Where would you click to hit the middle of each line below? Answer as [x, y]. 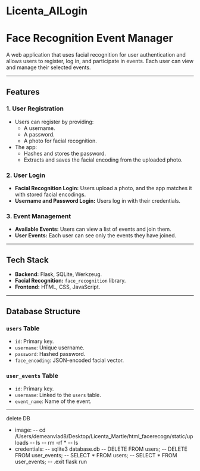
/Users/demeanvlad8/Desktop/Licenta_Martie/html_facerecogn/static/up [104, 436]
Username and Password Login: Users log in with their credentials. [97, 201]
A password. [39, 134]
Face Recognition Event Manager [90, 38]
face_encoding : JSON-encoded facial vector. [69, 360]
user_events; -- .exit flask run [51, 462]
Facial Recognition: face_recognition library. [70, 281]
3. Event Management [39, 216]
